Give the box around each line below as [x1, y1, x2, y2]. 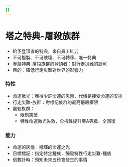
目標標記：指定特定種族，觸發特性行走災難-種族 [12, 150, 112, 156]
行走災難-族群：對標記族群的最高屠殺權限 [12, 99, 99, 105]
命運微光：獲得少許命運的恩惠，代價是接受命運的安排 [12, 93, 123, 99]
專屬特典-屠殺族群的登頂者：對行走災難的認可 [12, 61, 107, 67]
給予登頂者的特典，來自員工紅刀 [12, 48, 79, 54]
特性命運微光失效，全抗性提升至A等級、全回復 [20, 118, 116, 124]
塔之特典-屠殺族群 [5, 31, 80, 42]
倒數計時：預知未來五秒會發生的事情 [12, 156, 88, 163]
